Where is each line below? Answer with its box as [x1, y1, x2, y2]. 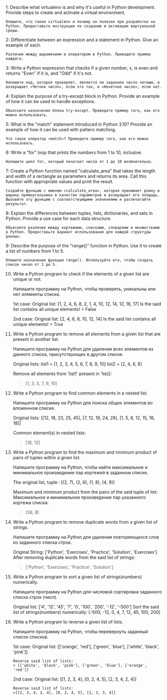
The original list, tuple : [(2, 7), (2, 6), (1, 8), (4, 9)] [12, 479, 115, 485]
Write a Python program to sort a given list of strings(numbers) [12, 574, 142, 580]
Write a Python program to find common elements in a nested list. [12, 390, 148, 396]
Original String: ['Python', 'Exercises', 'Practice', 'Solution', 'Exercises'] [12, 549, 158, 555]
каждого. [5, 56, 24, 61]
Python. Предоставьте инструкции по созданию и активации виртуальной [5, 24, 156, 29]
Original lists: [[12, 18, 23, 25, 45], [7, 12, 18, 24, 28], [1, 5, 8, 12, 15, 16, [12, 415, 155, 421]
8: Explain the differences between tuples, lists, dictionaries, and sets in [5, 210, 153, 216]
